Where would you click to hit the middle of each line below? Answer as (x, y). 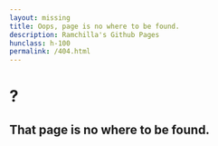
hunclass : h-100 (40, 43)
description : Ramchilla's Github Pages (85, 34)
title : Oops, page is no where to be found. (95, 26)
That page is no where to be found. (109, 129)
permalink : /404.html (50, 52)
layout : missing (40, 18)
